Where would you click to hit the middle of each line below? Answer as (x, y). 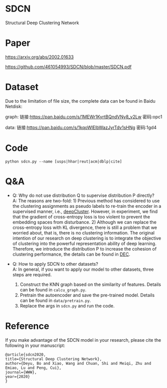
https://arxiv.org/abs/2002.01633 (40, 57)
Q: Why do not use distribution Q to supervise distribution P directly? (83, 195)
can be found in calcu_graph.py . (53, 289)
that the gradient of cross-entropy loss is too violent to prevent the (81, 216)
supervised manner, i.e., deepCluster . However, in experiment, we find (85, 211)
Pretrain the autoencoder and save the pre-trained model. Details (87, 295)
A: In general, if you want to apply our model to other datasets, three (83, 269)
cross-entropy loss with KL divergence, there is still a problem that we (85, 227)
